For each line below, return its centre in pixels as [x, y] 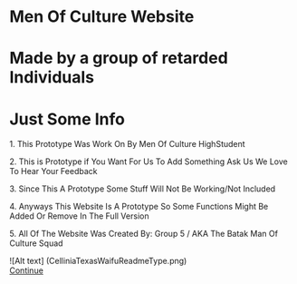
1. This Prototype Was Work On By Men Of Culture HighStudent [128, 144]
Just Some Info [67, 119]
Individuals [52, 78]
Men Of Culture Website [102, 17]
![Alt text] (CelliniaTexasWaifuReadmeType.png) [98, 261]
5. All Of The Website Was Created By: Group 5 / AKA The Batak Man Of [144, 234]
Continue [26, 270]
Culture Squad [36, 243]
